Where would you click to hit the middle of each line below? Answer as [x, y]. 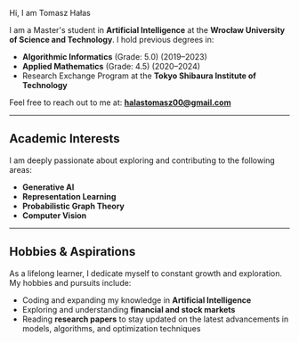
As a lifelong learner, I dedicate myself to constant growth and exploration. [146, 273]
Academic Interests [65, 139]
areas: [21, 169]
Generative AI [48, 187]
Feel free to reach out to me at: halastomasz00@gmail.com [120, 102]
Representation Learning [69, 196]
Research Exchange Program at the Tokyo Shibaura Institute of [139, 76]
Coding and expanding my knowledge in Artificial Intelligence [137, 300]
